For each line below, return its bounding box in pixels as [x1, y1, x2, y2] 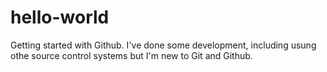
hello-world [10, 6, 110, 29]
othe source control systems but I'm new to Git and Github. [10, 49, 253, 61]
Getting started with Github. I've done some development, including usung [10, 39, 317, 51]
